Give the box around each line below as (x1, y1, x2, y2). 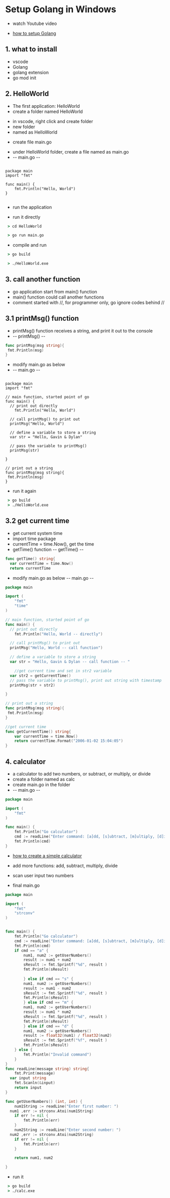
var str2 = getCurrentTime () (10, 673, 71, 678)
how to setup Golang (12, 30, 57, 36)
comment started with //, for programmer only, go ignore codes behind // (12, 299, 165, 306)
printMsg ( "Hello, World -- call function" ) (10, 645, 103, 650)
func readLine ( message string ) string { (5, 1066, 90, 1071)
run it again (12, 488, 36, 494)
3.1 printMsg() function (5, 314, 79, 323)
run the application (12, 204, 52, 210)
